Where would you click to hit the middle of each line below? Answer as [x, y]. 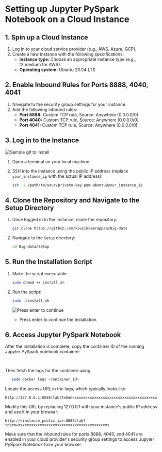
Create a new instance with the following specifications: [68, 54]
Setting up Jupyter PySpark [62, 9]
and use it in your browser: [32, 412]
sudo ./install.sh [31, 301]
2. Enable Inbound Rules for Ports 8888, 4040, [77, 85]
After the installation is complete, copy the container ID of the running [75, 346]
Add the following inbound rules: [45, 109]
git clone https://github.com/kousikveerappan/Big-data [70, 228]
